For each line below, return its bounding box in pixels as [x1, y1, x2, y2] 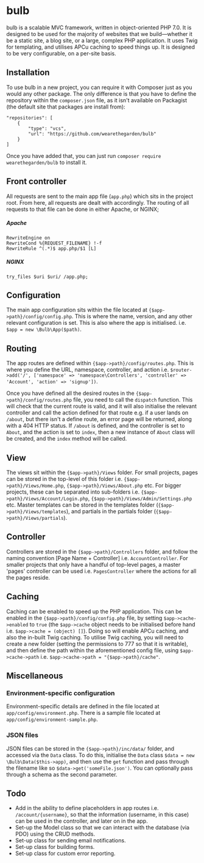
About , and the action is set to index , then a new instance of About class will [6, 428, 195, 436]
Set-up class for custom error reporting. [15, 850, 116, 857]
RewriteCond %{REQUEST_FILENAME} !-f [6, 240, 102, 246]
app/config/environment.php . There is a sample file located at [6, 709, 161, 717]
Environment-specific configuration [6, 689, 115, 697]
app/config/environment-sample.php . [6, 716, 99, 723]
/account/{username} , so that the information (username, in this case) [15, 811, 189, 819]
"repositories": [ [6, 115, 53, 121]
